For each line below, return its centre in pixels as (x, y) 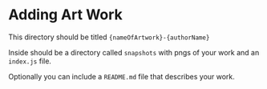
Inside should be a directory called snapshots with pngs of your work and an (134, 52)
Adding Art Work (65, 15)
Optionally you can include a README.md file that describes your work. (121, 76)
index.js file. (30, 61)
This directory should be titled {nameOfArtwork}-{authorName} (109, 37)
